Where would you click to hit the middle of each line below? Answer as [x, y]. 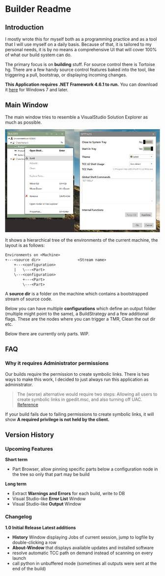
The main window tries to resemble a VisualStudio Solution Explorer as [77, 117]
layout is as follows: [25, 245]
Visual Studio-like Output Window [47, 504]
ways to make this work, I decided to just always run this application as [77, 379]
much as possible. [24, 122]
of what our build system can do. [39, 55]
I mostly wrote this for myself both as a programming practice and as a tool [81, 39]
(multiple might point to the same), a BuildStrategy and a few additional [77, 314]
